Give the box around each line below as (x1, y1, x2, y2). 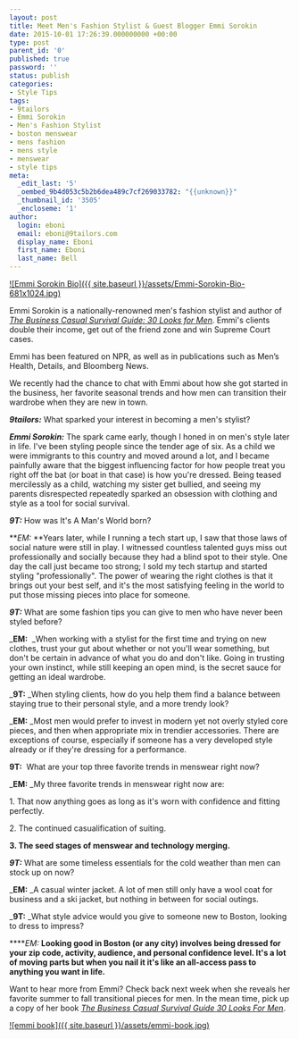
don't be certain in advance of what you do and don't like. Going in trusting (9, 653, 286, 663)
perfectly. (9, 806, 45, 816)
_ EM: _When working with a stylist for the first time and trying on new (9, 633, 268, 644)
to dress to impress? (9, 921, 85, 931)
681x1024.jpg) (9, 288, 61, 298)
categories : (9, 80, 54, 88)
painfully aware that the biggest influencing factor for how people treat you (9, 460, 286, 470)
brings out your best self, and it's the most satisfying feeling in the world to (9, 580, 285, 591)
